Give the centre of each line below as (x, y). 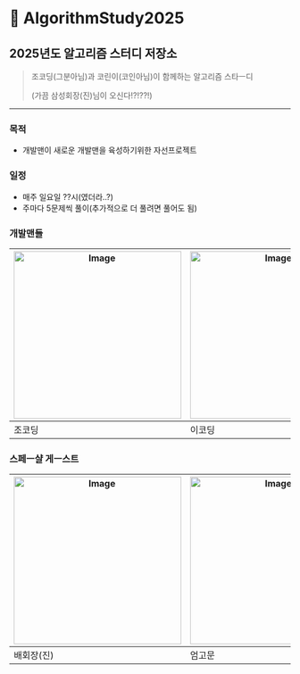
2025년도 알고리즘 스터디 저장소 (93, 53)
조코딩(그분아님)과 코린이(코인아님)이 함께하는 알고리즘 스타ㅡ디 (142, 76)
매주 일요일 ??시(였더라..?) (68, 196)
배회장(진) (34, 655)
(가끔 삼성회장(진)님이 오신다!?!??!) (92, 96)
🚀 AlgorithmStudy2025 (97, 18)
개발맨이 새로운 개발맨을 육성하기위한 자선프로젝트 (109, 150)
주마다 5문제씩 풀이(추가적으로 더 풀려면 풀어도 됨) (110, 208)
